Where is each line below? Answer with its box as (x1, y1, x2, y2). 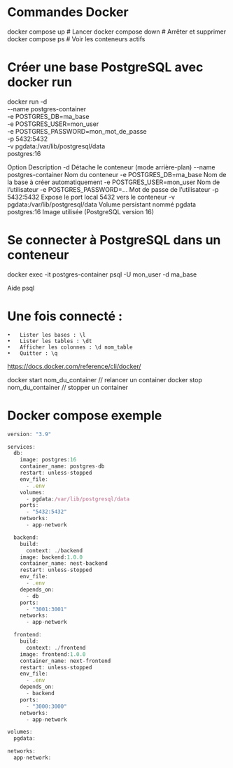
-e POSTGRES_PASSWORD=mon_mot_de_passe (7, 127, 147, 135)
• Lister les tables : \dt (7, 337, 92, 344)
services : (7, 443, 36, 450)
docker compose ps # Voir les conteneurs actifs (7, 34, 146, 43)
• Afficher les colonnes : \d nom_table (7, 344, 133, 351)
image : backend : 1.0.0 (20, 554, 83, 561)
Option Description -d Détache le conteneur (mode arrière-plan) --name (7, 162, 216, 172)
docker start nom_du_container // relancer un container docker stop (7, 375, 203, 384)
